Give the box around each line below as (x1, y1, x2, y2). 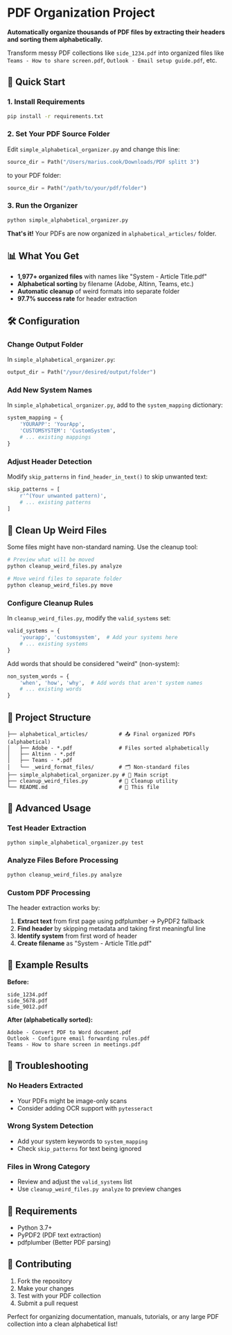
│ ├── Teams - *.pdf (7, 756, 73, 763)
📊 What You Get (7, 250, 80, 262)
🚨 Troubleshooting (7, 1060, 89, 1072)
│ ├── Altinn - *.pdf (7, 750, 76, 758)
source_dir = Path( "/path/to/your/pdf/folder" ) (7, 184, 148, 192)
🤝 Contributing (7, 1259, 72, 1270)
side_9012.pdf (7, 1003, 48, 1010)
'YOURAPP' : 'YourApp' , (19, 421, 85, 428)
